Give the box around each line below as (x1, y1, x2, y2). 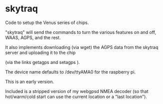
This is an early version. (5, 78, 54, 84)
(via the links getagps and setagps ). (5, 59, 80, 65)
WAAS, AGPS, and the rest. (5, 34, 61, 40)
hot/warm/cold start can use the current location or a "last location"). (5, 93, 147, 99)
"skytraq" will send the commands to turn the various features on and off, (5, 29, 156, 35)
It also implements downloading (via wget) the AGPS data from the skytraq (5, 44, 159, 50)
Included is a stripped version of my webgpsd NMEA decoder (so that (5, 88, 149, 94)
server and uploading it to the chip (5, 49, 76, 55)
